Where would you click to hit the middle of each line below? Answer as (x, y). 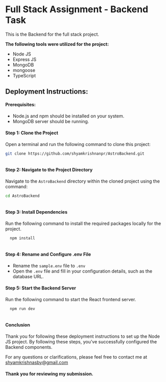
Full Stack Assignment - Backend (77, 9)
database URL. (28, 276)
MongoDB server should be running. (51, 121)
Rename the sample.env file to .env (49, 266)
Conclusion (18, 325)
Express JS (24, 59)
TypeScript (24, 75)
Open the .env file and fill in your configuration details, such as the (82, 271)
